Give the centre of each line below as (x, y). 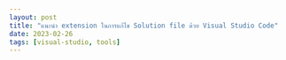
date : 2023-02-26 (41, 34)
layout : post (33, 17)
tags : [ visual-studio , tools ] (65, 42)
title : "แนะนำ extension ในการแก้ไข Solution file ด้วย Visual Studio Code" (144, 26)
